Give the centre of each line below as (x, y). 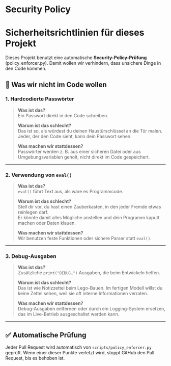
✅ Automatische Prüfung (46, 335)
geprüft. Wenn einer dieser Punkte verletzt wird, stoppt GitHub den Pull (80, 353)
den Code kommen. (26, 69)
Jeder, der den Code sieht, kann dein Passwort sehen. (75, 136)
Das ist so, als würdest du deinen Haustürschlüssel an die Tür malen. (90, 130)
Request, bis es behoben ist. (35, 358)
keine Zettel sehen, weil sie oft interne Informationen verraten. (83, 294)
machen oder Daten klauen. (47, 223)
